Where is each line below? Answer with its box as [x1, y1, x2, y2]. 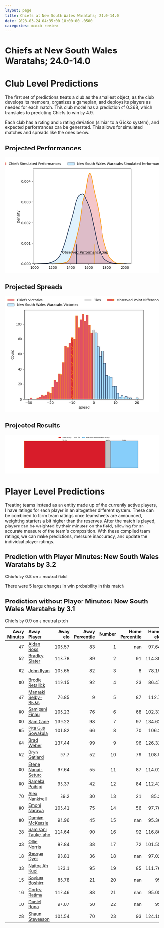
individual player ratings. [5, 538, 55, 544]
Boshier [28, 880, 44, 886]
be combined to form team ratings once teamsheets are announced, [5, 512, 143, 518]
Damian [28, 814, 44, 821]
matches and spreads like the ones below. [5, 130, 90, 136]
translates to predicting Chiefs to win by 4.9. [5, 110, 94, 116]
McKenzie [28, 820, 49, 826]
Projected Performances [5, 144, 82, 152]
